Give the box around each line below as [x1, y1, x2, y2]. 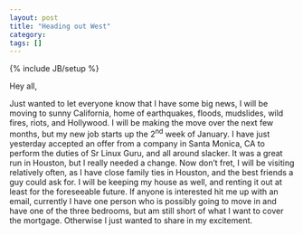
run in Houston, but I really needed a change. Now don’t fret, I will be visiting [9, 157, 295, 168]
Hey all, [9, 80, 38, 91]
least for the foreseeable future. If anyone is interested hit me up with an [9, 186, 279, 197]
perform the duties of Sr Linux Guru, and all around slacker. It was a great [9, 147, 283, 158]
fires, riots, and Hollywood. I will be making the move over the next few [9, 117, 274, 128]
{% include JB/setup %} [9, 63, 99, 74]
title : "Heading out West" [9, 22, 111, 31]
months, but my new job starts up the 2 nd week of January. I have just [9, 127, 270, 139]
